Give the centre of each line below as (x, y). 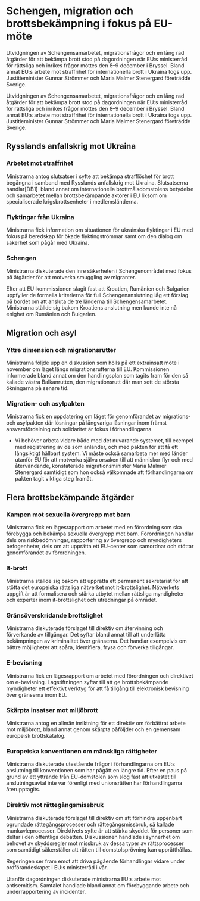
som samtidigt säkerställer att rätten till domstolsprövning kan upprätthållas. (99, 849)
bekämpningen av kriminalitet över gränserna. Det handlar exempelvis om (97, 641)
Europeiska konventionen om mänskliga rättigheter (82, 751)
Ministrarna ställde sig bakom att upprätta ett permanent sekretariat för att (97, 581)
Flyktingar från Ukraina (40, 217)
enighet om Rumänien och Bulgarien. (51, 314)
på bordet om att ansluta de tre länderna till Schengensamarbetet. (87, 301)
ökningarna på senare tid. (37, 388)
